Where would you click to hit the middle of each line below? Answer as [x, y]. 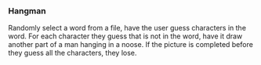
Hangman [27, 11]
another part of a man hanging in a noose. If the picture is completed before [130, 45]
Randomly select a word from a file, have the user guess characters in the [127, 28]
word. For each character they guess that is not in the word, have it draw [125, 36]
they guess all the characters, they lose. [72, 53]
